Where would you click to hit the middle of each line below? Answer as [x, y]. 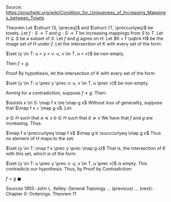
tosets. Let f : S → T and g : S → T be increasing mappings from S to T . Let [84, 33]
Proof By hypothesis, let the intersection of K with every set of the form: [81, 73]
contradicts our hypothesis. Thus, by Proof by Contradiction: [69, 169]
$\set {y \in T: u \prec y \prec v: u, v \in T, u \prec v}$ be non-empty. [77, 83]
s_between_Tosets [25, 18]
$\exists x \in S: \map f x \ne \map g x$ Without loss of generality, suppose [84, 103]
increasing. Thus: [24, 124]
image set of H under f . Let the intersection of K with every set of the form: [84, 44]
